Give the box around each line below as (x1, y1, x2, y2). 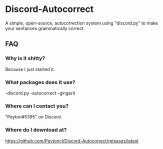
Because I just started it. (5, 66, 55, 72)
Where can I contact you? (5, 102, 69, 109)
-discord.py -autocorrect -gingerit (5, 90, 75, 96)
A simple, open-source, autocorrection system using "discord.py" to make (5, 20, 158, 26)
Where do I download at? (5, 126, 67, 133)
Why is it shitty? (5, 55, 45, 62)
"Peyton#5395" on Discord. (5, 114, 62, 120)
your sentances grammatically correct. (5, 25, 85, 31)
